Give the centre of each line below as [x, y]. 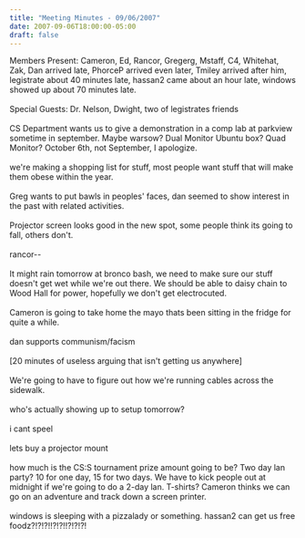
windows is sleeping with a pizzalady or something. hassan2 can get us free [152, 516]
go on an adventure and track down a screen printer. [108, 497]
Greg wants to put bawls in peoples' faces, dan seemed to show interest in [149, 196]
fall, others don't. [41, 235]
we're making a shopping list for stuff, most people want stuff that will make [152, 167]
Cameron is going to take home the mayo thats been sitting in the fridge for [150, 313]
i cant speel [31, 429]
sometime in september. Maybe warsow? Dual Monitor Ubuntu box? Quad [148, 139]
